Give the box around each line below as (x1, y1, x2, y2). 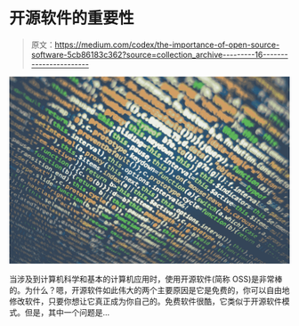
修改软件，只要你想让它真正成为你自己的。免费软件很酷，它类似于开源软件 (9, 296, 282, 306)
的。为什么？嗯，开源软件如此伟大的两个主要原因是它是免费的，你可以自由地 (9, 284, 290, 295)
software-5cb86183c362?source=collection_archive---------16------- (30, 49, 288, 60)
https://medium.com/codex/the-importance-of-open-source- (54, 39, 280, 50)
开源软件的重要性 (9, 8, 135, 29)
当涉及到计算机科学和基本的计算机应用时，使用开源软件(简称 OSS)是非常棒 (9, 273, 283, 284)
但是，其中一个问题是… (24, 306, 110, 317)
